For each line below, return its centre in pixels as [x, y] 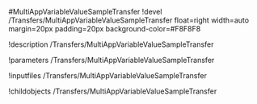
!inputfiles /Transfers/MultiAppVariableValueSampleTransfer [108, 75]
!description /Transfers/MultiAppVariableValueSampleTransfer [111, 44]
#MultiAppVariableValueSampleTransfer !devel [85, 12]
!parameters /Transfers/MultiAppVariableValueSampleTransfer [112, 60]
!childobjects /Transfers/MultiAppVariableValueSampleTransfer [113, 91]
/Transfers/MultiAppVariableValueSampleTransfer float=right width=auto [128, 20]
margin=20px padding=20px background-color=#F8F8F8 [105, 29]
